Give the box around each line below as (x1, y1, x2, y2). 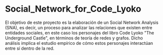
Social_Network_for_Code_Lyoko (5, 3, 142, 15)
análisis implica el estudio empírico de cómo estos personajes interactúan (5, 40, 153, 46)
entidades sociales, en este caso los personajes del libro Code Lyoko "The (5, 30, 154, 36)
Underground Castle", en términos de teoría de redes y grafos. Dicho (5, 35, 143, 41)
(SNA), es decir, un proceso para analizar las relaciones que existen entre (5, 24, 152, 30)
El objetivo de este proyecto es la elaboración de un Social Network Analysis (5, 19, 159, 25)
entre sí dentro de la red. (5, 45, 54, 51)
